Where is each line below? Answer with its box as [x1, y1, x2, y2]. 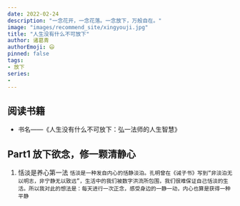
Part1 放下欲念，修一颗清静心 [7, 148, 136, 160]
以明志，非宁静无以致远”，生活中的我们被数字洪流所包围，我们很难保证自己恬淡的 [17, 177, 224, 185]
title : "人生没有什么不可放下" [7, 30, 90, 38]
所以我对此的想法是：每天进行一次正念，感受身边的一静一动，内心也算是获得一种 [28, 185, 231, 192]
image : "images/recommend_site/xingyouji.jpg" [7, 24, 149, 31]
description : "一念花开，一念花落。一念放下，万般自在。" [7, 17, 162, 24]
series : [7, 70, 31, 77]
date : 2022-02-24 [7, 10, 59, 18]
